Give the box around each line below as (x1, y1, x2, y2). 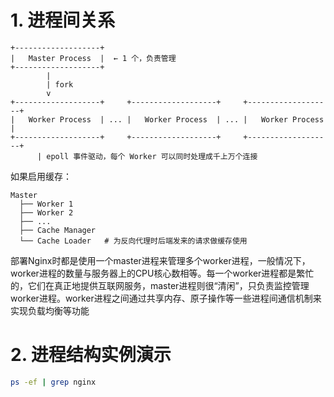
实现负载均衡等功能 (10, 304, 90, 316)
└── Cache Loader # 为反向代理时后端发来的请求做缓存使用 (19, 236, 248, 246)
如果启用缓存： (10, 170, 72, 182)
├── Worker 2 (19, 207, 74, 218)
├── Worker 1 (19, 199, 74, 209)
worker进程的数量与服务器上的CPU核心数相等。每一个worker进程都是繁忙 (10, 267, 315, 279)
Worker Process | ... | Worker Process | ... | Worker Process (28, 114, 325, 125)
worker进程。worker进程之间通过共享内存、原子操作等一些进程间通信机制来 (10, 292, 322, 304)
